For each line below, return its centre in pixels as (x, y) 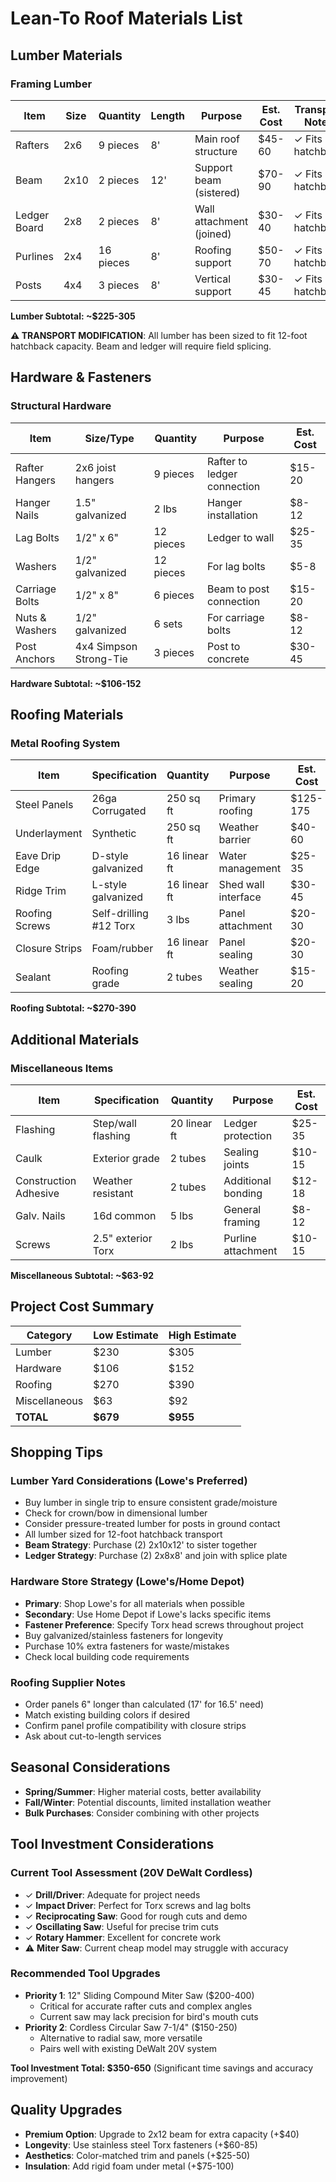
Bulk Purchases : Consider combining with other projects (142, 1813)
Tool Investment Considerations (112, 1844)
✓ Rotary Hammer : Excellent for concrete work (123, 1937)
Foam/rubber (122, 949)
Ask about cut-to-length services (93, 1736)
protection (248, 1135)
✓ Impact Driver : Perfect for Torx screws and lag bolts (138, 1905)
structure (216, 151)
